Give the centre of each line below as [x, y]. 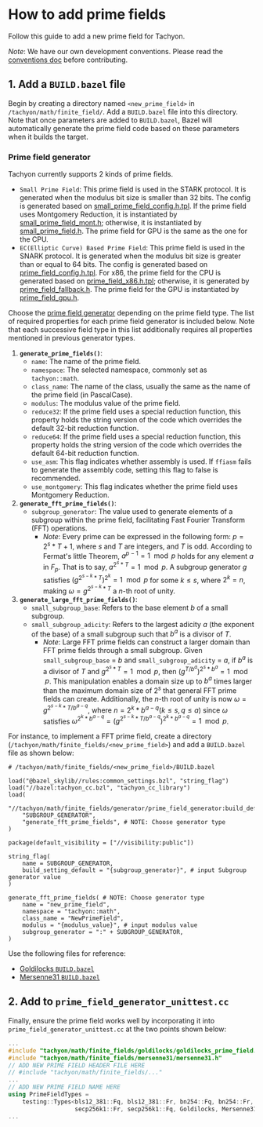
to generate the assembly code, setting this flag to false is [124, 470]
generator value [34, 877]
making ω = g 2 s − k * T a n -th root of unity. [109, 589]
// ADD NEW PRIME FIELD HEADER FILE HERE [77, 1065]
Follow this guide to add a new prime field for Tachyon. [97, 36]
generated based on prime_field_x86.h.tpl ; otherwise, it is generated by [134, 281]
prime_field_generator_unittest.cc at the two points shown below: [117, 1029]
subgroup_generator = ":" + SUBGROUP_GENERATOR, [103, 932]
